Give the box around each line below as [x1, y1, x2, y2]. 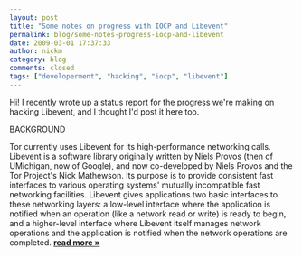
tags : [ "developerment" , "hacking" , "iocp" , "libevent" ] [9, 72, 229, 81]
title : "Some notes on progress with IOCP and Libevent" [9, 22, 229, 31]
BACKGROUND [9, 124, 66, 134]
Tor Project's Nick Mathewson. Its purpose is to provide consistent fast [9, 170, 274, 180]
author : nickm [9, 47, 63, 56]
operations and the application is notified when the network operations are [9, 227, 288, 238]
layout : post [9, 13, 59, 23]
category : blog [9, 55, 67, 64]
